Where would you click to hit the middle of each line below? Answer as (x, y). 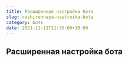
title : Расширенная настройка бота (50, 11)
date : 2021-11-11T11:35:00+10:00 (47, 28)
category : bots (25, 22)
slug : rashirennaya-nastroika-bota (50, 17)
